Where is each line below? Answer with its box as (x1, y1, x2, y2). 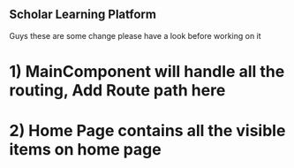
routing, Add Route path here (9, 80, 226, 100)
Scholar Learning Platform (9, 7, 157, 22)
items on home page (9, 140, 162, 160)
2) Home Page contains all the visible (9, 121, 286, 141)
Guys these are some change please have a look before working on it (9, 30, 262, 41)
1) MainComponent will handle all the (9, 62, 285, 81)
